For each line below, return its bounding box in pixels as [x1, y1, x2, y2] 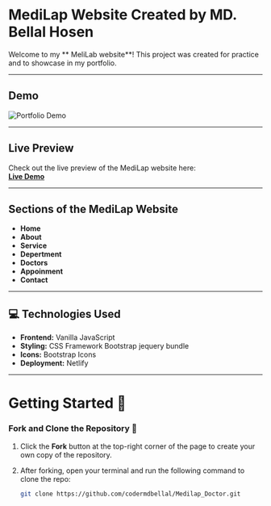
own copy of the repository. [19, 450, 113, 459]
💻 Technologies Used [8, 307, 121, 320]
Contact [19, 275, 48, 285]
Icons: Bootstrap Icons [19, 349, 97, 360]
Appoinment [19, 266, 63, 276]
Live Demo [8, 171, 45, 181]
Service [19, 240, 47, 251]
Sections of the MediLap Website [8, 202, 179, 215]
